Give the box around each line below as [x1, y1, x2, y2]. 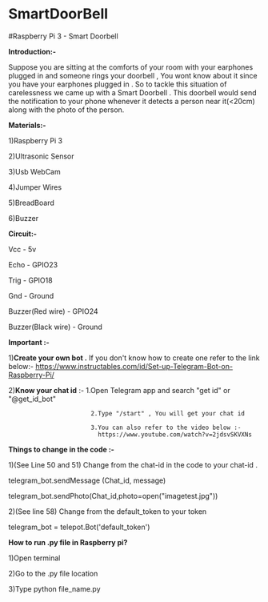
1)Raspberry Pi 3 [8, 135, 63, 145]
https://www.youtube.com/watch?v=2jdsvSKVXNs [97, 430, 252, 439]
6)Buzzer [8, 213, 38, 223]
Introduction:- [8, 46, 56, 56]
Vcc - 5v [8, 244, 37, 254]
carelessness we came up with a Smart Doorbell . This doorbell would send [8, 87, 258, 97]
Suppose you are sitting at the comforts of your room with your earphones [8, 62, 254, 72]
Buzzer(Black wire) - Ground [8, 322, 102, 331]
